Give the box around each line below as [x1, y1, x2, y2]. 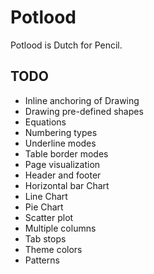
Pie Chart [24, 201, 64, 213]
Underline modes [24, 137, 97, 149]
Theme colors [24, 243, 83, 255]
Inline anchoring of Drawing [24, 94, 140, 106]
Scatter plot [24, 211, 74, 223]
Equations [24, 116, 67, 128]
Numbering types [24, 126, 98, 138]
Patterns [24, 254, 60, 266]
